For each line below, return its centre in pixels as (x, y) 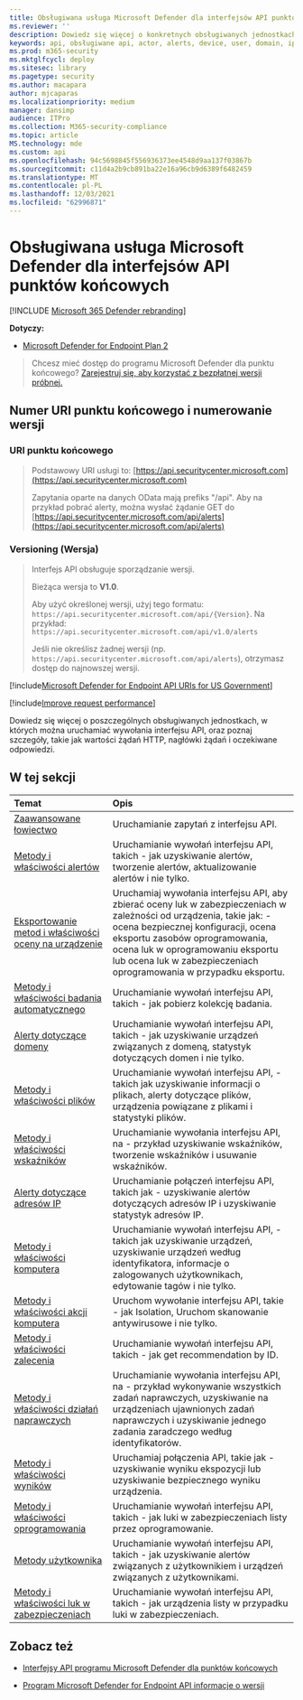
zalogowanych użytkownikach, (178, 1275)
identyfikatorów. (147, 1443)
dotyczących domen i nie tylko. (179, 1058)
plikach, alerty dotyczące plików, (182, 1095)
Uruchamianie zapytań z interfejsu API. (195, 824)
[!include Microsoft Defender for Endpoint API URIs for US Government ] (141, 685)
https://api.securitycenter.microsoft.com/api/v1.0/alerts (145, 632)
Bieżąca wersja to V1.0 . (75, 586)
